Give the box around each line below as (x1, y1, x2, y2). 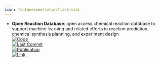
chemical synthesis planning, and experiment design (11, 31, 119, 37)
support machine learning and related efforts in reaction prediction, (11, 25, 149, 32)
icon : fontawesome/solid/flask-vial (4, 7, 80, 12)
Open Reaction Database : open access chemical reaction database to (11, 21, 156, 26)
